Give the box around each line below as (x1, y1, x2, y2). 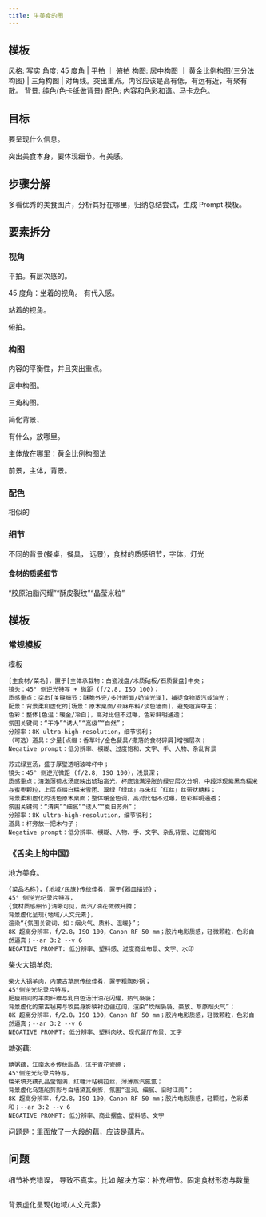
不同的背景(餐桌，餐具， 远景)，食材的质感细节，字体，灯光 (8, 549, 205, 558)
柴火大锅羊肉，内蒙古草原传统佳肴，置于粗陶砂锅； (8, 977, 152, 985)
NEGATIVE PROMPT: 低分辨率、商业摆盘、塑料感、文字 (8, 1111, 165, 1119)
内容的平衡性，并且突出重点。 (8, 364, 106, 373)
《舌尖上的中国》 (8, 848, 74, 860)
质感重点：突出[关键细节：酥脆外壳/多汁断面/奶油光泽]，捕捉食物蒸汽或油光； (8, 693, 231, 702)
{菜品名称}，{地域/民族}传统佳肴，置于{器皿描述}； (8, 885, 158, 893)
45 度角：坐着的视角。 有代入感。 (8, 288, 120, 297)
